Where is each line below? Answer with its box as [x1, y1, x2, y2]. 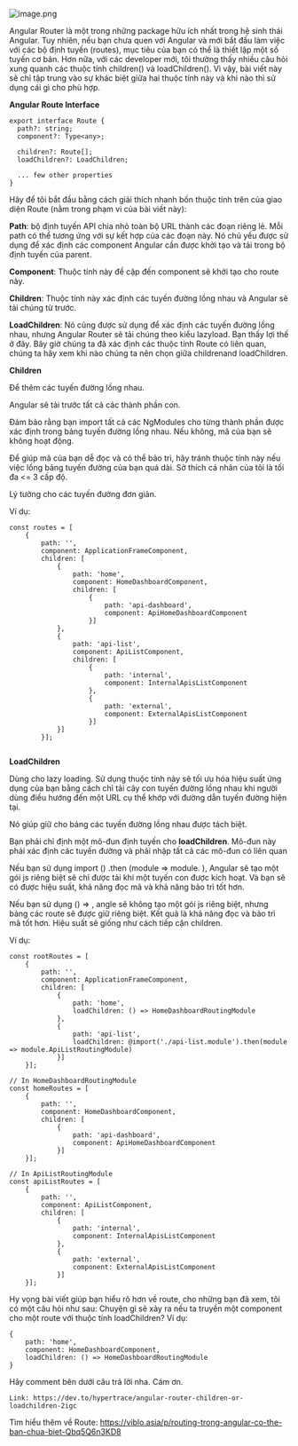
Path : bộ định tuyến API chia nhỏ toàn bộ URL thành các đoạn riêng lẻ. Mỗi [9, 221, 284, 231]
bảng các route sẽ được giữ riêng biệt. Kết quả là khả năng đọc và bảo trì [9, 908, 276, 919]
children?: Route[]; [17, 147, 93, 156]
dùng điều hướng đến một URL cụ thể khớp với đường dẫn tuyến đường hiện [9, 793, 287, 802]
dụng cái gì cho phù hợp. [9, 83, 100, 92]
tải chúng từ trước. [9, 303, 77, 312]
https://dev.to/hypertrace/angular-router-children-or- [32, 1394, 244, 1403]
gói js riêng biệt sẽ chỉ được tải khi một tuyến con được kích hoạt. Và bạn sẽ [9, 873, 286, 882]
